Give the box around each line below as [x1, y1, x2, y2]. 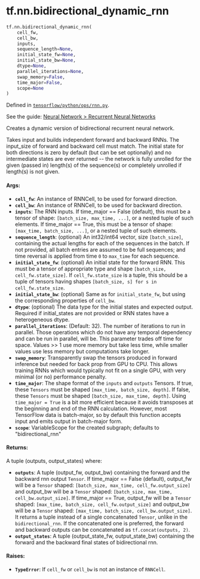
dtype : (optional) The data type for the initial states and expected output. [14, 303, 193, 310]
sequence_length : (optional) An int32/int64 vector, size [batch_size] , [14, 233, 183, 240]
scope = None [17, 85, 44, 91]
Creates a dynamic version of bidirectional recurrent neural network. [6, 124, 175, 132]
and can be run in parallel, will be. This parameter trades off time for [14, 335, 183, 342]
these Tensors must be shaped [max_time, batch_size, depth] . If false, [14, 386, 190, 393]
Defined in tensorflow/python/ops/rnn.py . [6, 102, 109, 109]
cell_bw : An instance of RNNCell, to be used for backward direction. [14, 202, 183, 209]
